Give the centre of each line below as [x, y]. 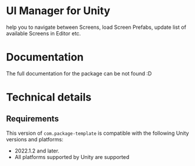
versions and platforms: [35, 139]
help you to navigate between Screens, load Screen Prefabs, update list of [96, 27]
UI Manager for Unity [58, 11]
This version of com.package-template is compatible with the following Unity [98, 133]
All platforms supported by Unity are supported [72, 157]
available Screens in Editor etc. [44, 33]
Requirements [32, 119]
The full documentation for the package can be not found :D [79, 73]
